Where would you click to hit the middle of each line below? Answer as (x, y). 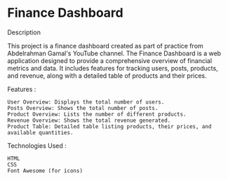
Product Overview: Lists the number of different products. (97, 114)
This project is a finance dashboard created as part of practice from (105, 46)
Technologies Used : (37, 146)
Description (24, 32)
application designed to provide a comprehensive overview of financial (110, 60)
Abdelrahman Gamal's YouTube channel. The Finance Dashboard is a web (114, 53)
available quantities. (40, 132)
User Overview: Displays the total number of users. (86, 102)
